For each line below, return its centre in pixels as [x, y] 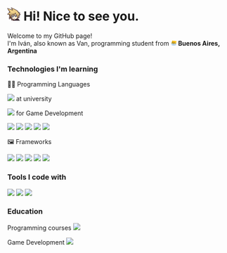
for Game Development [50, 113]
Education [25, 212]
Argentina [22, 51]
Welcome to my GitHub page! [50, 36]
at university [34, 99]
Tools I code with [37, 177]
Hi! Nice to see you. [81, 17]
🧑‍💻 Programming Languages [49, 84]
